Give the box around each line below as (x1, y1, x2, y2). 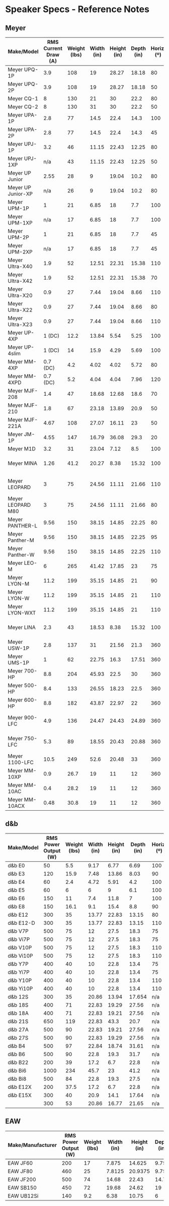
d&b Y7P (8, 960, 29, 967)
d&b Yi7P (8, 968, 30, 975)
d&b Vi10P (8, 952, 34, 959)
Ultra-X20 (8, 292, 33, 299)
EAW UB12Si (8, 1192, 39, 1199)
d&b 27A (8, 1026, 29, 1033)
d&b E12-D (8, 919, 35, 926)
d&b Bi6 (8, 1067, 27, 1074)
